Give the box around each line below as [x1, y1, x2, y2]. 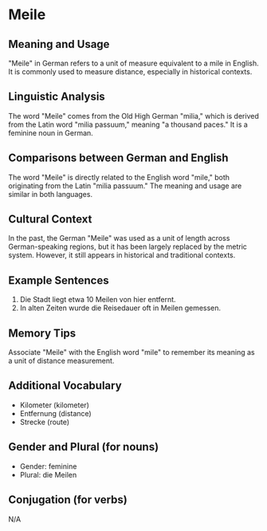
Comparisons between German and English [8, 151, 229, 165]
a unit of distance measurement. [8, 356, 115, 366]
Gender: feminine [19, 461, 77, 471]
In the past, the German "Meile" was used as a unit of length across [8, 234, 230, 243]
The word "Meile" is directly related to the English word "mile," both [8, 172, 230, 182]
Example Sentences [8, 273, 109, 287]
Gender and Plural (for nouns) [8, 440, 159, 454]
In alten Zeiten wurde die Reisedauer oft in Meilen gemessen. [19, 303, 222, 313]
